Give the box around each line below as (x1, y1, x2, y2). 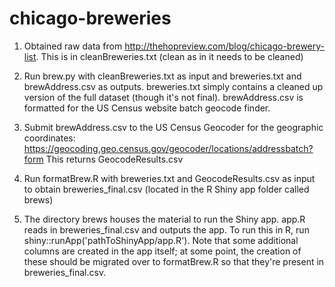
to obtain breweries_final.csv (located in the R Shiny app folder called (23, 183, 310, 195)
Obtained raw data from (23, 40, 123, 52)
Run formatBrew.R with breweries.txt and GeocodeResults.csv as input (23, 172, 316, 184)
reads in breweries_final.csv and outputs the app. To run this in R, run (23, 223, 310, 236)
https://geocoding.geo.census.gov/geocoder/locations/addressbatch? (23, 142, 314, 154)
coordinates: (23, 132, 76, 144)
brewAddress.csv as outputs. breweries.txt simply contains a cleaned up (23, 80, 324, 92)
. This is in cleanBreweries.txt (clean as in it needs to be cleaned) (35, 50, 304, 62)
